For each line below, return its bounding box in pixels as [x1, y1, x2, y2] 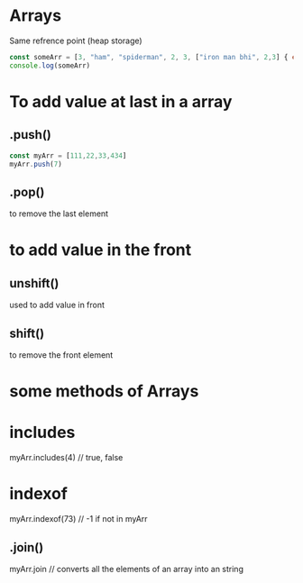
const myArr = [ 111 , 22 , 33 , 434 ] [9, 150, 127, 160]
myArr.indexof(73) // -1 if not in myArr [9, 514, 148, 524]
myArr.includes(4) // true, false [9, 452, 124, 463]
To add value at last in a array [9, 91, 233, 112]
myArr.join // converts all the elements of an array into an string [9, 563, 243, 574]
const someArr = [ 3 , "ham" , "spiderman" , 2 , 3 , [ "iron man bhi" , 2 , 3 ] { [9, 52, 289, 61]
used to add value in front [9, 299, 106, 311]
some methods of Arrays [9, 381, 199, 402]
